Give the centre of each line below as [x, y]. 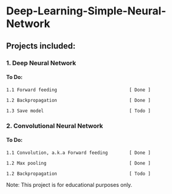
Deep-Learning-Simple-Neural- [86, 11]
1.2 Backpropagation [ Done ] [79, 100]
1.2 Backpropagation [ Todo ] [79, 174]
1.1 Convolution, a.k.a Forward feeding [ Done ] [79, 153]
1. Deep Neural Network [41, 63]
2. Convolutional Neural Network [55, 126]
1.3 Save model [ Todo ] [79, 111]
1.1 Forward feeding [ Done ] [79, 90]
